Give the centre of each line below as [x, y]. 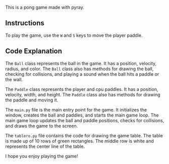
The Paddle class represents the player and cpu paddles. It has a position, [82, 89]
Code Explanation [34, 51]
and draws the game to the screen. [42, 126]
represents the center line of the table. [45, 146]
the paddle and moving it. [32, 100]
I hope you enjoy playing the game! [42, 156]
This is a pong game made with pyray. [45, 7]
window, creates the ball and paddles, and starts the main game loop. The [82, 115]
